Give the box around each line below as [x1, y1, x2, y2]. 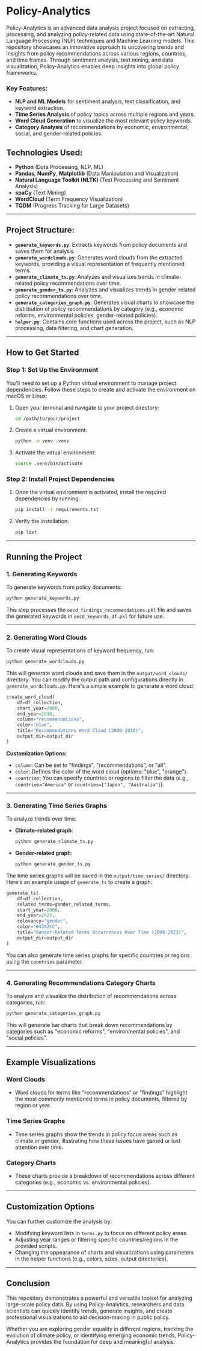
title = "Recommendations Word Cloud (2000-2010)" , [17, 728, 144, 734]
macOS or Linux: [6, 392, 47, 399]
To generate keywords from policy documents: [6, 583, 122, 591]
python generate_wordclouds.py [6, 659, 85, 665]
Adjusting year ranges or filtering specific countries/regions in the [14, 1236, 179, 1243]
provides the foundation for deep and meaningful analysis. [30, 1338, 176, 1345]
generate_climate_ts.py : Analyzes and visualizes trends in [14, 273, 161, 280]
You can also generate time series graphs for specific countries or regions [6, 952, 191, 959]
